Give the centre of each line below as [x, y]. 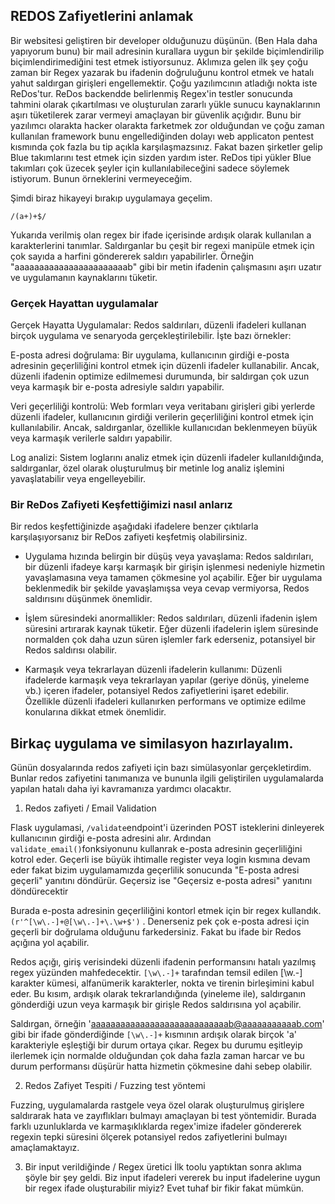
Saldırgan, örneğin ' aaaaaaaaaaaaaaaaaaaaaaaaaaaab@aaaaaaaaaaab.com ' [167, 1024]
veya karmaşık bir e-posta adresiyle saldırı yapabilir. [117, 387]
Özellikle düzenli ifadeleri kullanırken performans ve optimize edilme [165, 701]
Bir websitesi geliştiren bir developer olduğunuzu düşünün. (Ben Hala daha [164, 40]
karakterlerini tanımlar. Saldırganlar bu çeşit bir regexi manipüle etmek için [162, 245]
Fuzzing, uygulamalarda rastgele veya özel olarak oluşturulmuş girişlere [157, 1105]
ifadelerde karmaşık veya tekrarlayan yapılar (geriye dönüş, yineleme [167, 680]
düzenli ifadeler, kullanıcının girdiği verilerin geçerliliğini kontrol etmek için [162, 417]
